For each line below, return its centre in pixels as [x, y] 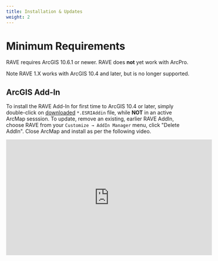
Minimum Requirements [66, 46]
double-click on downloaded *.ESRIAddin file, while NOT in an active [89, 113]
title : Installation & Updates [44, 11]
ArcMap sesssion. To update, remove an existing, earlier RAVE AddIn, [90, 119]
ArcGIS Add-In [33, 92]
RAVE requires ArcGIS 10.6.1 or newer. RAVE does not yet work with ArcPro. [97, 62]
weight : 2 [18, 17]
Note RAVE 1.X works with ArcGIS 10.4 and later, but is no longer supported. [98, 73]
